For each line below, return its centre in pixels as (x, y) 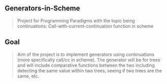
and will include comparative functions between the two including (86, 65)
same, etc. (28, 76)
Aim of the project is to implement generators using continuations (86, 54)
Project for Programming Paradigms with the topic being (76, 20)
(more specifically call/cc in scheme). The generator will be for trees (89, 60)
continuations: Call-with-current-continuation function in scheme (85, 26)
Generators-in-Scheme (42, 8)
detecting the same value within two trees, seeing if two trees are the (89, 70)
